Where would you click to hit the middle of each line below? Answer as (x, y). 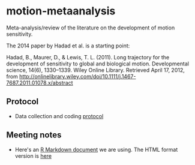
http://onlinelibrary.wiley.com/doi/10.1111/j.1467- (77, 76)
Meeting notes (34, 135)
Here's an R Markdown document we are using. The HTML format (96, 149)
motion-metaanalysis (61, 11)
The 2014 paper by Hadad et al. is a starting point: (68, 46)
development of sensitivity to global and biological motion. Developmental (97, 64)
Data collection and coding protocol (59, 116)
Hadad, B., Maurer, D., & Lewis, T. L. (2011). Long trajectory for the (88, 57)
